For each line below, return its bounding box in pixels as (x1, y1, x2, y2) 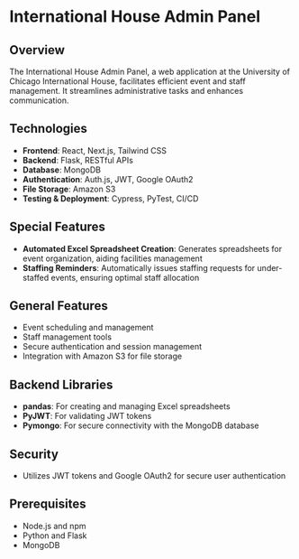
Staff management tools (22, 331, 113, 342)
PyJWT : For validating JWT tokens (22, 411, 152, 422)
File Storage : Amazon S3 (22, 183, 116, 194)
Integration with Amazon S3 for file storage (22, 350, 183, 362)
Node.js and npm (22, 520, 86, 531)
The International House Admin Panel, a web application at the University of (9, 66, 291, 77)
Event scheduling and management (22, 322, 154, 333)
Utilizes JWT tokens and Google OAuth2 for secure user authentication (22, 470, 286, 481)
